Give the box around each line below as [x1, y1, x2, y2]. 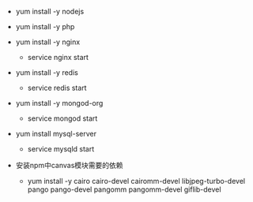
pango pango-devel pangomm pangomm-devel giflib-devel [27, 185, 221, 194]
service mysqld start [27, 144, 95, 153]
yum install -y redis [15, 68, 79, 77]
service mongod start [27, 114, 98, 123]
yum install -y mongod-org [15, 99, 104, 107]
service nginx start [27, 53, 89, 62]
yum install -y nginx [15, 37, 81, 47]
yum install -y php [15, 22, 75, 31]
